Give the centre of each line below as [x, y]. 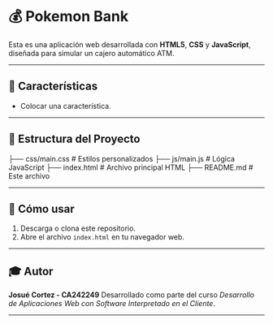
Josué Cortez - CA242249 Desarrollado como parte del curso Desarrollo [131, 295]
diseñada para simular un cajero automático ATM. [91, 53]
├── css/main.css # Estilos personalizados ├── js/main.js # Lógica [122, 158]
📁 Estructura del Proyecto [74, 139]
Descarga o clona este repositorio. [78, 228]
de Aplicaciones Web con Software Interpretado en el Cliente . [112, 304]
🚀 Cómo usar [41, 209]
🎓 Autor [31, 271]
